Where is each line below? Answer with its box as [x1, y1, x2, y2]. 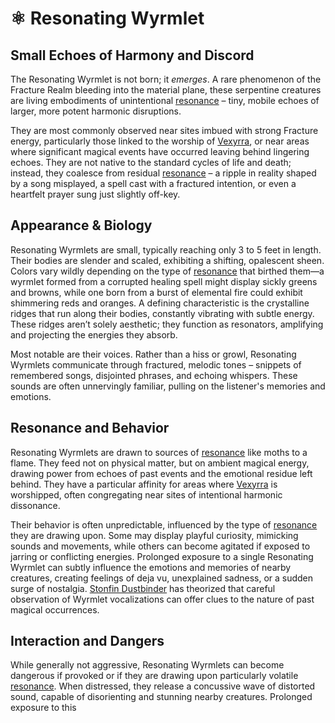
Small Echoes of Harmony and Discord [10, 47, 255, 64]
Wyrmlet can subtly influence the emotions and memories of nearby [10, 561, 292, 573]
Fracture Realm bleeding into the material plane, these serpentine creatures [10, 84, 322, 96]
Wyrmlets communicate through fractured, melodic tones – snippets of [10, 358, 302, 371]
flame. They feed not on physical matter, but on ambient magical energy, [10, 457, 310, 469]
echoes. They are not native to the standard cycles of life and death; [10, 157, 292, 168]
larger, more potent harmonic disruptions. [10, 105, 182, 117]
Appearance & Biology [10, 217, 153, 234]
